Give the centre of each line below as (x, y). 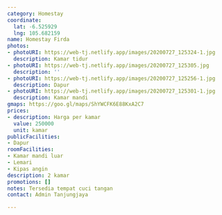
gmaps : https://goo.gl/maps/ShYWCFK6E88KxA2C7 (76, 104)
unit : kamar (31, 130)
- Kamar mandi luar (35, 156)
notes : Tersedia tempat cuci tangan (60, 189)
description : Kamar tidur (51, 59)
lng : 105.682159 (37, 33)
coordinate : (24, 20)
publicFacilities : (34, 136)
